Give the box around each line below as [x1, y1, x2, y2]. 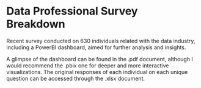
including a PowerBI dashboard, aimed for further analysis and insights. [6, 44, 186, 51]
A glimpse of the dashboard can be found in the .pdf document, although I [6, 55, 194, 63]
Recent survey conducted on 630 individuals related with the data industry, [6, 37, 196, 44]
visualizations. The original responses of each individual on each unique [6, 68, 188, 75]
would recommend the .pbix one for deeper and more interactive [6, 62, 169, 69]
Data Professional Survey [6, 4, 138, 18]
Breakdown [6, 17, 65, 31]
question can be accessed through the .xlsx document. [6, 75, 145, 82]
